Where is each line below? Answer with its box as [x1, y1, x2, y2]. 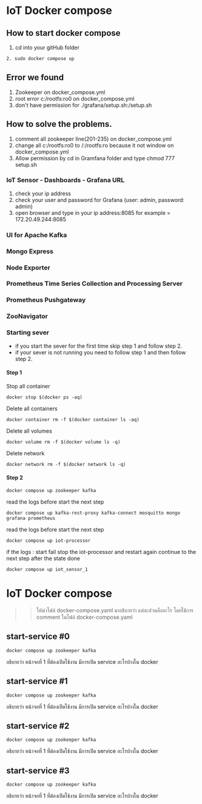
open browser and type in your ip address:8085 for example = [15, 209, 171, 216]
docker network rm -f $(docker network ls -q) [6, 461, 126, 467]
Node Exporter [6, 263, 50, 272]
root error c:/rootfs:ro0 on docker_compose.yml [15, 95, 135, 102]
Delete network [6, 450, 45, 457]
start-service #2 [6, 720, 70, 731]
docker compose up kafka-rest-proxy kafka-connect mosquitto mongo [6, 510, 181, 516]
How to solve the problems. [6, 119, 112, 129]
